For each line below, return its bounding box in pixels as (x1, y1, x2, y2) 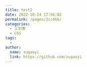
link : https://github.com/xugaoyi (10, 54, 82, 59)
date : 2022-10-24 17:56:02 (5, 12, 62, 17)
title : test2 (5, 7, 33, 13)
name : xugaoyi (10, 49, 39, 54)
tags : (5, 36, 17, 41)
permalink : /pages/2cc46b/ (5, 17, 62, 22)
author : (5, 45, 22, 50)
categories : (5, 21, 30, 27)
